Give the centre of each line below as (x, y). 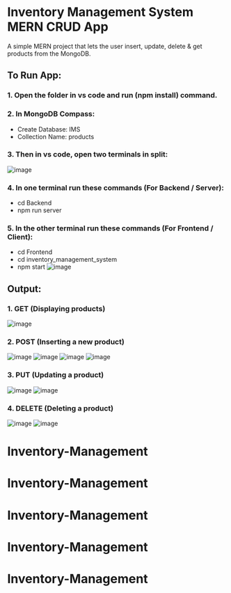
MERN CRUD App (58, 27)
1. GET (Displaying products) (56, 308)
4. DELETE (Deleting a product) (60, 408)
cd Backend (34, 203)
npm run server (39, 210)
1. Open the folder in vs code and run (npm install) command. (112, 95)
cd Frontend (35, 252)
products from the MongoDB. (49, 54)
